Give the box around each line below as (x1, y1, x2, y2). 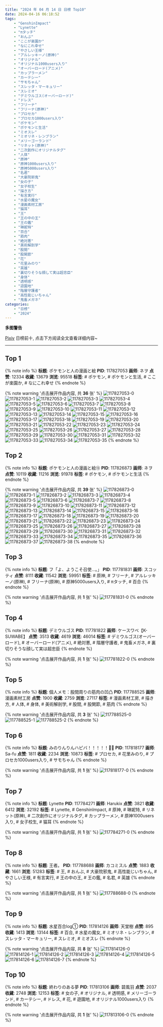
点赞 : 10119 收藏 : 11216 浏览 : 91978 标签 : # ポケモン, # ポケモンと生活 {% (5, 471, 149, 477)
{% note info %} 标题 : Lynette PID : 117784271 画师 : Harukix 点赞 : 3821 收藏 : (5, 800, 155, 806)
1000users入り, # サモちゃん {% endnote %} (17, 757, 107, 763)
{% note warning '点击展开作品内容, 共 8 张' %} (5, 946, 100, 951)
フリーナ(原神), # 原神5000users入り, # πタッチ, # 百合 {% (31, 578, 149, 584)
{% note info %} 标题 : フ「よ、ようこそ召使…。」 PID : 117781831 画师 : (5, 566, 143, 572)
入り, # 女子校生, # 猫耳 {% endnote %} (5, 819, 84, 825)
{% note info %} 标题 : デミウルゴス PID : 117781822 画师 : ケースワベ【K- (5, 627, 148, 633)
